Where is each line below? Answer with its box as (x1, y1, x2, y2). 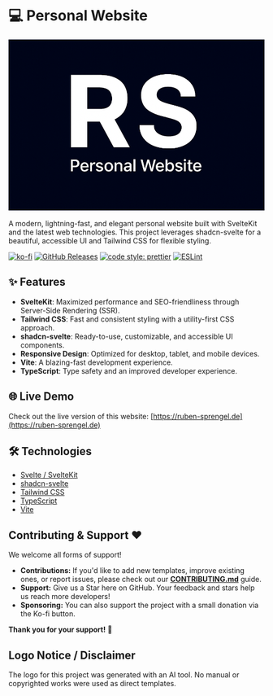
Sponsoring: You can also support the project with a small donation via (19, 600, 259, 611)
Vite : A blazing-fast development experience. (19, 357, 173, 367)
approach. (19, 322, 55, 332)
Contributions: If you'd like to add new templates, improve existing (19, 566, 245, 576)
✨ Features (8, 275, 66, 289)
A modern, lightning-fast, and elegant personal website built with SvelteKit (8, 218, 258, 228)
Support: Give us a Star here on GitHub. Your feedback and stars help (19, 583, 255, 593)
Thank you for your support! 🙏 (8, 624, 113, 635)
